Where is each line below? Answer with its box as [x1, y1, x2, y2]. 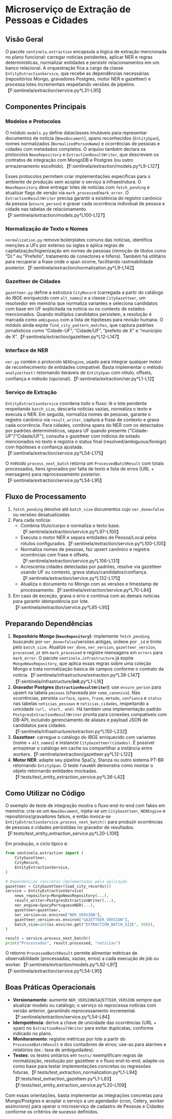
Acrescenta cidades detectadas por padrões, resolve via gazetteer [20, 563, 162, 570]
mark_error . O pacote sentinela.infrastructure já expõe [12, 655, 134, 661]
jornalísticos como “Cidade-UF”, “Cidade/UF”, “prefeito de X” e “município [5, 327, 163, 334]
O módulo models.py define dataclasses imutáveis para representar [5, 129, 147, 135]
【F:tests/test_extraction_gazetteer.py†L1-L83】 [12, 1075, 114, 1082]
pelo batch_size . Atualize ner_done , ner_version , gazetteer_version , [12, 644, 157, 650]
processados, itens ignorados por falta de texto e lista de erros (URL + [5, 465, 154, 472]
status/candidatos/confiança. [85, 568, 148, 575]
